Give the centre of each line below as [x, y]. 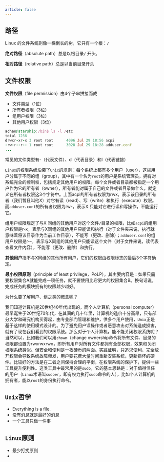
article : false [20, 10]
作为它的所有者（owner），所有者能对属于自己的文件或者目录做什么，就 [81, 188]
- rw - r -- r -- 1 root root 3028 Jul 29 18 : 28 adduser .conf [69, 145]
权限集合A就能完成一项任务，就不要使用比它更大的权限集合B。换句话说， [82, 280]
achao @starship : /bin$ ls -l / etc [39, 131]
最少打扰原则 [25, 451]
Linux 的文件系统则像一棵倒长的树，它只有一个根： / [57, 43]
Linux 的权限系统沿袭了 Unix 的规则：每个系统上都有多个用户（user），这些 [78, 170]
